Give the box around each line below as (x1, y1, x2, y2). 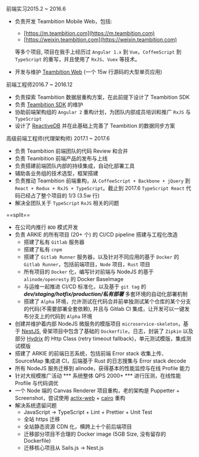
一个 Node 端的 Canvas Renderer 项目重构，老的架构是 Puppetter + (14, 387, 180, 394)
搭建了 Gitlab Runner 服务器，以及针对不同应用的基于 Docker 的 (23, 253, 179, 260)
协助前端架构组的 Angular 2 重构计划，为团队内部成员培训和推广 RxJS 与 (14, 109, 191, 115)
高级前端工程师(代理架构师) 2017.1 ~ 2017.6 (6, 135, 110, 141)
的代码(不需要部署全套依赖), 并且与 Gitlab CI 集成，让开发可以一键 (23, 305, 185, 312)
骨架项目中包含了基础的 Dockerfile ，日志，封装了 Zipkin (42, 327, 182, 335)
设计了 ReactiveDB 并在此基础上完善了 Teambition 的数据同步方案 (14, 122, 175, 129)
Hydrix (26, 335, 43, 342)
